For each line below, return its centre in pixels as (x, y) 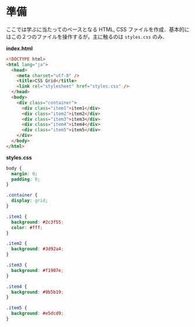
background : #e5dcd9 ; (38, 314)
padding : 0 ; (26, 179)
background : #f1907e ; (38, 270)
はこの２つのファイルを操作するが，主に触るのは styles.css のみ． (87, 36)
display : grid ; (30, 201)
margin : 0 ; (25, 173)
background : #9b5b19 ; (38, 292)
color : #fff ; (27, 227)
